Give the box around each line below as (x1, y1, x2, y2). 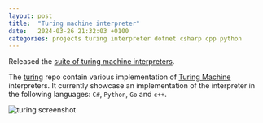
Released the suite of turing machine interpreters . (8, 57, 175, 66)
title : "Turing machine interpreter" (8, 19, 140, 28)
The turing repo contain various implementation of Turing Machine (8, 72, 231, 82)
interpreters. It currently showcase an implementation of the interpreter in (8, 81, 255, 91)
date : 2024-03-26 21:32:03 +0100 (8, 27, 129, 35)
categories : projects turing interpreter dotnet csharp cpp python (8, 34, 243, 43)
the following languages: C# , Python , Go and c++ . (8, 90, 167, 100)
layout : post (8, 11, 53, 20)
